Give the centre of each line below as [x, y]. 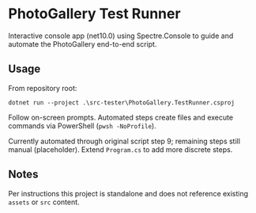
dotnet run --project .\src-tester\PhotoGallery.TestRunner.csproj [122, 103]
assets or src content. [44, 202]
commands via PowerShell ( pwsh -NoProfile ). [82, 126]
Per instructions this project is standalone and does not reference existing [128, 193]
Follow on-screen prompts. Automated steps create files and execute [121, 117]
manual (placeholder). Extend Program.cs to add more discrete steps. [120, 149]
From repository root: [43, 88]
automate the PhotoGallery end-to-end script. [83, 44]
